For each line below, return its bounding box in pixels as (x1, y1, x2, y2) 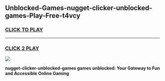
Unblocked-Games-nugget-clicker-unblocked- (5, 4, 152, 12)
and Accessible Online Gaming (5, 70, 69, 76)
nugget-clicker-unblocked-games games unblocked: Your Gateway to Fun (5, 65, 160, 71)
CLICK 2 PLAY (5, 45, 39, 52)
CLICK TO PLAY (5, 27, 43, 33)
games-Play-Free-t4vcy (5, 12, 81, 20)
